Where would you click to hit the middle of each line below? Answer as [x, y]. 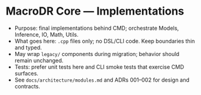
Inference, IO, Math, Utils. [46, 34]
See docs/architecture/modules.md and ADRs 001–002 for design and [102, 80]
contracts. [27, 86]
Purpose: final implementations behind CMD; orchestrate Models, [97, 28]
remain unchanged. [39, 60]
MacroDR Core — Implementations [95, 11]
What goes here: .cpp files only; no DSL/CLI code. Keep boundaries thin [105, 41]
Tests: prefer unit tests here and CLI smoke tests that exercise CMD [99, 67]
